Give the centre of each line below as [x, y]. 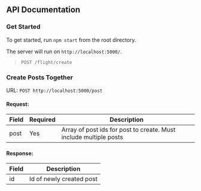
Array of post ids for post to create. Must [118, 130]
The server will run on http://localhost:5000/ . [64, 51]
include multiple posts [92, 137]
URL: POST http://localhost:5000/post [54, 90]
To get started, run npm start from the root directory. [71, 40]
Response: [20, 153]
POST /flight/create [46, 62]
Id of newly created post [63, 179]
